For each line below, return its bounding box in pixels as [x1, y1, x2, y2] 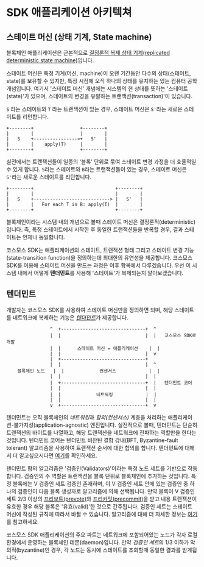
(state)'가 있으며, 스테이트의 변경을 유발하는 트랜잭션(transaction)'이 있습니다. [6, 93, 193, 99]
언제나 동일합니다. [22, 234, 65, 241]
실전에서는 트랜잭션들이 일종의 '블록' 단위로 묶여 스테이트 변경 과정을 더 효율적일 [6, 158, 197, 165]
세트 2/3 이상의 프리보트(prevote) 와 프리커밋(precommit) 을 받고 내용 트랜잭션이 [6, 495, 197, 502]
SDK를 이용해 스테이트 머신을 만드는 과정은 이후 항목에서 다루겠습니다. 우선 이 [6, 262, 191, 269]
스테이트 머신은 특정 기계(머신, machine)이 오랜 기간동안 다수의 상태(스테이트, [6, 70, 191, 77]
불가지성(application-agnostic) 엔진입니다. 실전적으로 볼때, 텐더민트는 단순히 [13, 421, 198, 429]
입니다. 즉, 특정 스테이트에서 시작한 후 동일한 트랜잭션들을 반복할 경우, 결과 [6, 226, 183, 233]
